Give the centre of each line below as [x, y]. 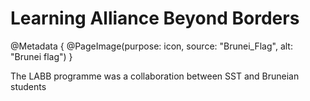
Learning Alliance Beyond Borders [155, 18]
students [28, 86]
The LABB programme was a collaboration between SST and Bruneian [155, 76]
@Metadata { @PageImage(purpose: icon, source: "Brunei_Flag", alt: [151, 46]
